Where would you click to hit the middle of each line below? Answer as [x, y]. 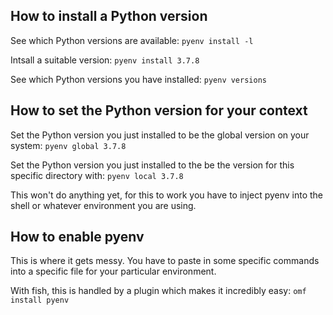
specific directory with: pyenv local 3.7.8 [97, 175]
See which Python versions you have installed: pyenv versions [138, 79]
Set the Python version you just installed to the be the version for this [152, 165]
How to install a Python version [109, 16]
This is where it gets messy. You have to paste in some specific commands [165, 261]
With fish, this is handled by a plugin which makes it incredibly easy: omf [158, 291]
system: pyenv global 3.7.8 [68, 145]
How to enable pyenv [77, 237]
